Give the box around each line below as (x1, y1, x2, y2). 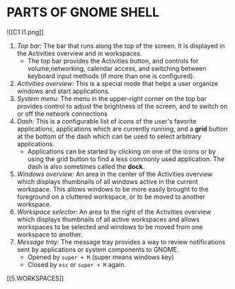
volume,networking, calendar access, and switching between (27, 64, 207, 72)
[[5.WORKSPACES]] (6, 274, 64, 283)
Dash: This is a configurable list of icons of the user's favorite (16, 116, 197, 125)
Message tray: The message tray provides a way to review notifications (16, 237, 226, 246)
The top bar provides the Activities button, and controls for (27, 56, 199, 65)
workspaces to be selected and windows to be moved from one (16, 222, 203, 231)
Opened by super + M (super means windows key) (27, 253, 175, 261)
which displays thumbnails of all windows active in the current (16, 177, 199, 185)
